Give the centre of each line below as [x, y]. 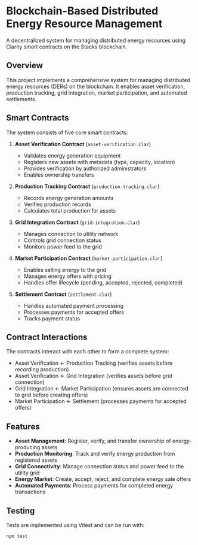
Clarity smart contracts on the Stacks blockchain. [67, 47]
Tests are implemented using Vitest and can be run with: [75, 525]
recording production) [42, 370]
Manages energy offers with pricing [68, 276]
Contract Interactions [47, 337]
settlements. [21, 99]
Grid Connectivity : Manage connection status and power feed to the [99, 467]
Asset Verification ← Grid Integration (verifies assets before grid [94, 376]
